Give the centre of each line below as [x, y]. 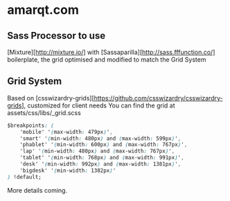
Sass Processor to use [56, 36]
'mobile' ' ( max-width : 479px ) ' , [66, 132]
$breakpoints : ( [30, 125]
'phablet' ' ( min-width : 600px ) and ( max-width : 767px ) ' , [104, 145]
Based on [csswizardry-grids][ [51, 98]
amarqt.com [43, 10]
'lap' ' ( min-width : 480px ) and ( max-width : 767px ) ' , [97, 151]
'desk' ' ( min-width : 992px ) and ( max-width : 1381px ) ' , [100, 164]
